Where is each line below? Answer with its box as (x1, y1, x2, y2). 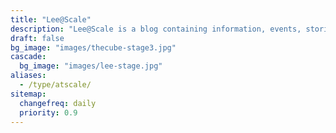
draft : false (10, 33, 65, 43)
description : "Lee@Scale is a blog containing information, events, (10, 24, 302, 34)
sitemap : (10, 89, 47, 99)
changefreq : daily (19, 98, 97, 108)
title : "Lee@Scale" (10, 14, 92, 25)
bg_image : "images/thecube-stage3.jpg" (10, 42, 177, 53)
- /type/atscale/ (19, 80, 92, 90)
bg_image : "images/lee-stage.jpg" (19, 61, 163, 71)
